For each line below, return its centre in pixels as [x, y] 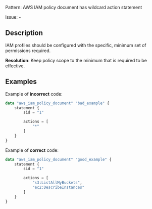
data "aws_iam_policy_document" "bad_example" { [57, 103]
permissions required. [28, 51]
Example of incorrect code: [34, 94]
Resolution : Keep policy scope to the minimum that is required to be [76, 60]
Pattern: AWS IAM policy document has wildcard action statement [74, 7]
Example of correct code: [32, 150]
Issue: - [13, 17]
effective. [15, 66]
